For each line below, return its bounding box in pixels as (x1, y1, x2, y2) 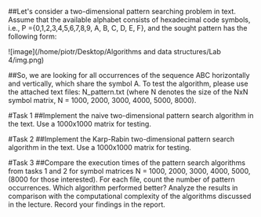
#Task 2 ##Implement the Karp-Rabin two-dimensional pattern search (8, 134, 235, 144)
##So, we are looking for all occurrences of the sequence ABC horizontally (8, 71, 250, 79)
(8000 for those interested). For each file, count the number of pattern (8, 175, 235, 184)
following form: (8, 31, 57, 41)
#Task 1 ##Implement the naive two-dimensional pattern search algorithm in (8, 111, 254, 120)
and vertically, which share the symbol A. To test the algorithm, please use (8, 79, 248, 88)
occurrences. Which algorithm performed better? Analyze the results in (8, 183, 238, 192)
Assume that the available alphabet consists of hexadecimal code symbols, (8, 15, 251, 24)
